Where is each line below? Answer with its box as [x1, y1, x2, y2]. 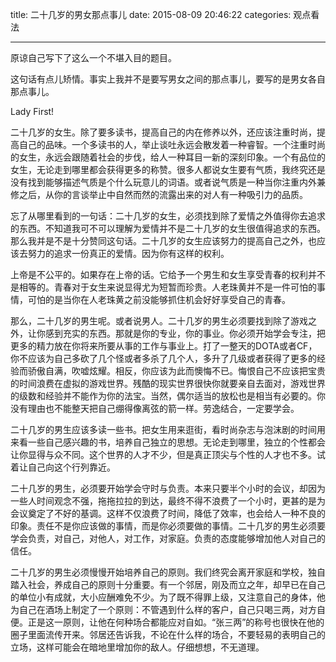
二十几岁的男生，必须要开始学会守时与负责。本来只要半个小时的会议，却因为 [10, 483, 326, 494]
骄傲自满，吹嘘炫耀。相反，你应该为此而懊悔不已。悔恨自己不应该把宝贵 [27, 365, 326, 377]
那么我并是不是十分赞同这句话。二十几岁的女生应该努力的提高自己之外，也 [10, 235, 317, 247]
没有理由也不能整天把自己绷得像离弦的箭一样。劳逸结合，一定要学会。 [10, 403, 300, 414]
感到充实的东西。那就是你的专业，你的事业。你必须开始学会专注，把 [44, 328, 326, 339]
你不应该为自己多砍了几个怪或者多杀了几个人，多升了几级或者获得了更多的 [10, 353, 317, 364]
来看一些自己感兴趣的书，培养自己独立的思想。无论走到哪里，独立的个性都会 [10, 436, 326, 448]
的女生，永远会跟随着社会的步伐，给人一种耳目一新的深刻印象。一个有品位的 [10, 151, 326, 163]
